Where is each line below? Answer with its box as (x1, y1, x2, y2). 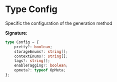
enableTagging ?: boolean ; (14, 63, 68, 68)
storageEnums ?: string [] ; (14, 49, 68, 54)
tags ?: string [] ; (14, 58, 50, 63)
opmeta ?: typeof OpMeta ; (14, 68, 66, 73)
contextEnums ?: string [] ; (14, 54, 68, 59)
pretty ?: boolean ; (14, 44, 52, 49)
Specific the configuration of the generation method (5, 20, 112, 26)
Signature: (5, 30, 27, 36)
